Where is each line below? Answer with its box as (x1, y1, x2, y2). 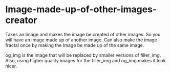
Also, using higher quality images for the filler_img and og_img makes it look (5, 57, 166, 63)
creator (5, 14, 37, 26)
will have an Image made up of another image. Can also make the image (5, 37, 158, 43)
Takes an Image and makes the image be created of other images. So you (5, 31, 161, 37)
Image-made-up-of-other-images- (5, 4, 157, 15)
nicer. (5, 63, 17, 69)
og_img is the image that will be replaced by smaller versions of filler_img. (5, 52, 161, 58)
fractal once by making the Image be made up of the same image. (5, 42, 144, 48)
